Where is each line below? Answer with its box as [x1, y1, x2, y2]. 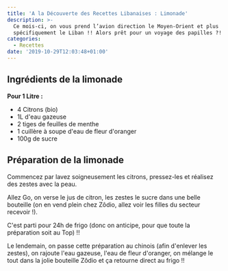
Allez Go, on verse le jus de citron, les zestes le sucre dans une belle [7, 193, 201, 201]
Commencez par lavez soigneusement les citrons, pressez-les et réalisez [7, 172, 214, 180]
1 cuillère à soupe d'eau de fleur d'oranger [16, 127, 137, 135]
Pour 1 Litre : [7, 92, 43, 100]
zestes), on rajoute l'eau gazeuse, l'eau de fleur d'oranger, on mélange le [7, 248, 214, 257]
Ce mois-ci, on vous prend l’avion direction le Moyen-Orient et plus [13, 23, 219, 30]
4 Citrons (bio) [16, 105, 58, 113]
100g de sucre [16, 134, 58, 143]
